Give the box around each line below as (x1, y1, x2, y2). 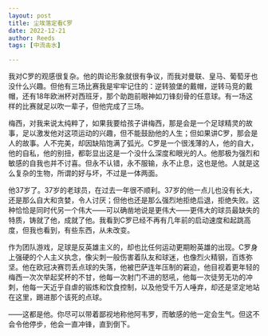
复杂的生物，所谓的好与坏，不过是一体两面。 (14, 169, 162, 178)
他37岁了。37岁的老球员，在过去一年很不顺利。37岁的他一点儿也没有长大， (8, 186, 257, 195)
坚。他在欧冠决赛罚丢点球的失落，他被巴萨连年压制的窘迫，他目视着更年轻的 (8, 262, 260, 272)
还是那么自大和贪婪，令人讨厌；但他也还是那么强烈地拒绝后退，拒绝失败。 (8, 195, 253, 205)
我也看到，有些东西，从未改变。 (29, 226, 134, 235)
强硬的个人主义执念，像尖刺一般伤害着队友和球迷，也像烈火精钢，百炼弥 (14, 253, 253, 262)
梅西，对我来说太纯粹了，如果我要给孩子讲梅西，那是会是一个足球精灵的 (8, 118, 246, 128)
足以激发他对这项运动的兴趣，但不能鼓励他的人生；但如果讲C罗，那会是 (22, 129, 258, 138)
